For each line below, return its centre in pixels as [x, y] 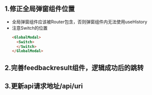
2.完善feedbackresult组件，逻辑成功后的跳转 [74, 68]
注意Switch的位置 [30, 28]
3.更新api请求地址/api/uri [44, 86]
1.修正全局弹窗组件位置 [40, 9]
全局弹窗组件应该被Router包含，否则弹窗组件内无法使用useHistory [79, 22]
